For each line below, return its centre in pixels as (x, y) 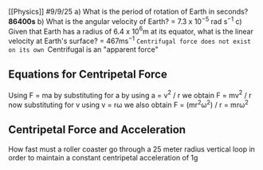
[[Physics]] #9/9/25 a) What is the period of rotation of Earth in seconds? (128, 12)
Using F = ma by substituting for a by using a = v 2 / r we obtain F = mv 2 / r (130, 94)
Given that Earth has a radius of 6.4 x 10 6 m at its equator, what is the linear (131, 30)
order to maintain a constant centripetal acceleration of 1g (103, 157)
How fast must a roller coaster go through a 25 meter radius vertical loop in (131, 149)
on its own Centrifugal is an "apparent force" (84, 49)
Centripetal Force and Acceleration (97, 130)
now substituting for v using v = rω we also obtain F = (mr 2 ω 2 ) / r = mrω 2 (128, 105)
